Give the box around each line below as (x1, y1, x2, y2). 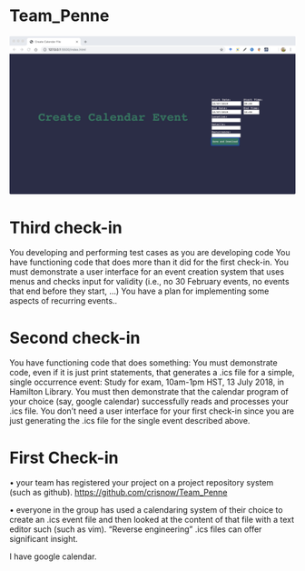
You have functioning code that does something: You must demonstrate (9, 357, 279, 368)
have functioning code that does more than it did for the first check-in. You (9, 256, 289, 268)
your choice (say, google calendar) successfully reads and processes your (9, 396, 289, 407)
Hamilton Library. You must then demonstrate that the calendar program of (9, 386, 289, 397)
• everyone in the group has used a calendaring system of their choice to (9, 505, 283, 516)
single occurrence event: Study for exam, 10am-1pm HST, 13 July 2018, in (9, 376, 284, 387)
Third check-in (9, 217, 123, 237)
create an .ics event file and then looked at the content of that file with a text (9, 515, 295, 526)
